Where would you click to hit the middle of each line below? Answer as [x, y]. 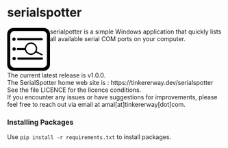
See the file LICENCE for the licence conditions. [74, 90]
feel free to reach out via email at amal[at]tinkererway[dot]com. [97, 104]
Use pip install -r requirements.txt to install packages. [89, 137]
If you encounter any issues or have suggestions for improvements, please [112, 97]
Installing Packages [40, 122]
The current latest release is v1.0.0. [56, 75]
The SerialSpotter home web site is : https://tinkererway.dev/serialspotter [110, 82]
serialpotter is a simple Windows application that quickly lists [136, 32]
